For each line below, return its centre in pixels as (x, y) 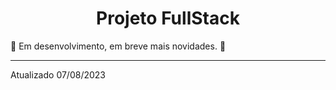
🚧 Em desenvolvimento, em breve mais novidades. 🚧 (118, 46)
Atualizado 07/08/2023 (58, 74)
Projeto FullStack (168, 18)
